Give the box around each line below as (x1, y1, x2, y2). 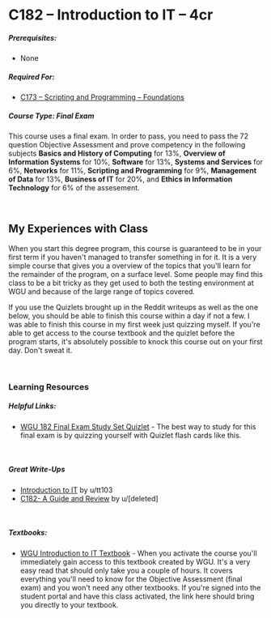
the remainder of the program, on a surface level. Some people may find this (8, 269, 263, 279)
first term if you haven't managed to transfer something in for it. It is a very (8, 252, 257, 262)
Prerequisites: (8, 32, 57, 42)
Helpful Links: (8, 401, 57, 411)
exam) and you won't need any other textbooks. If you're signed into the (19, 582, 261, 592)
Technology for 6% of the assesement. (8, 183, 140, 193)
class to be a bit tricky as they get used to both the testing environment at (8, 278, 255, 288)
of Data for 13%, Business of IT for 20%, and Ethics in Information (8, 174, 233, 184)
